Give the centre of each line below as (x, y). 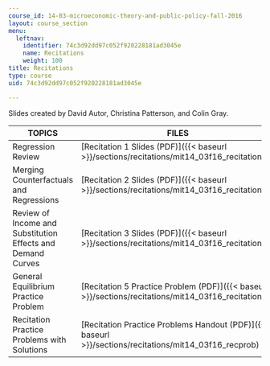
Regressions (36, 199)
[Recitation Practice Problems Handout (154, 324)
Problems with (39, 339)
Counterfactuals (43, 179)
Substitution (35, 232)
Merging (28, 170)
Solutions (30, 349)
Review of (31, 212)
